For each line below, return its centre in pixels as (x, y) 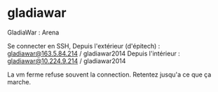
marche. (19, 81)
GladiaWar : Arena (33, 32)
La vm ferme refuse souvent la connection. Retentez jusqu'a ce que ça (109, 74)
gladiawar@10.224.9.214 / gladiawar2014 (67, 60)
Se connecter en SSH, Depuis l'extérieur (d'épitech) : (84, 46)
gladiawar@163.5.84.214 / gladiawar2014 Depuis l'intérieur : (94, 53)
